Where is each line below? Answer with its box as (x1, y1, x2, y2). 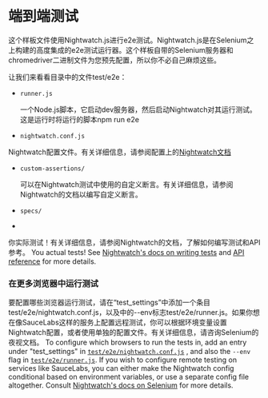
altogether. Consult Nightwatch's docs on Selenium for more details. (8, 380, 234, 390)
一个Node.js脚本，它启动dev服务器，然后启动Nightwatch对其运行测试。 (19, 105, 258, 114)
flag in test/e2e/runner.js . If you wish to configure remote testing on (8, 355, 238, 364)
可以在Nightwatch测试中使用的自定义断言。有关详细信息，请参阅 (19, 179, 234, 189)
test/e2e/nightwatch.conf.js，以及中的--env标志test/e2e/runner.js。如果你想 (8, 308, 260, 317)
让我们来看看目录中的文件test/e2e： (8, 72, 127, 82)
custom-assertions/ (19, 165, 86, 173)
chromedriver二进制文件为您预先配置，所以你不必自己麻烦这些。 (8, 55, 222, 65)
